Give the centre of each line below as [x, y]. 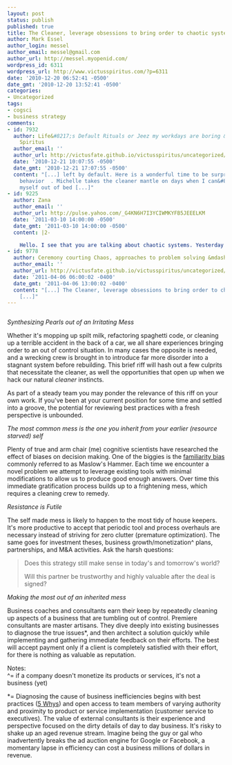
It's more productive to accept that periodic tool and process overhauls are [114, 528]
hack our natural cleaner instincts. [56, 380]
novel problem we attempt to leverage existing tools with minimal [99, 471]
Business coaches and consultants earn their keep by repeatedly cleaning [112, 611]
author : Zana [32, 200]
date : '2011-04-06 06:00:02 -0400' [65, 277]
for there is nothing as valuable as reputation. [71, 655]
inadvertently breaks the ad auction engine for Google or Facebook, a [106, 741]
